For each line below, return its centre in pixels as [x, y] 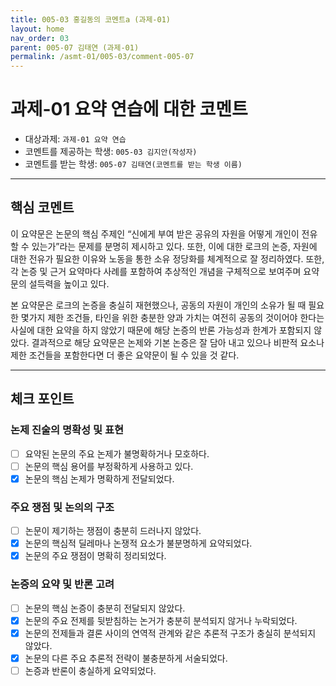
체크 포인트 [42, 399]
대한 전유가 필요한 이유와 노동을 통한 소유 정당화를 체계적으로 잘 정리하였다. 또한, [167, 258]
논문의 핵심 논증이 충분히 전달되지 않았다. [105, 608]
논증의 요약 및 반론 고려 [62, 584]
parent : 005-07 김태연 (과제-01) [75, 47]
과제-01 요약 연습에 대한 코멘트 [129, 109]
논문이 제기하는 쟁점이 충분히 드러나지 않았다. [113, 531]
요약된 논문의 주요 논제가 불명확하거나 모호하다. [117, 453]
